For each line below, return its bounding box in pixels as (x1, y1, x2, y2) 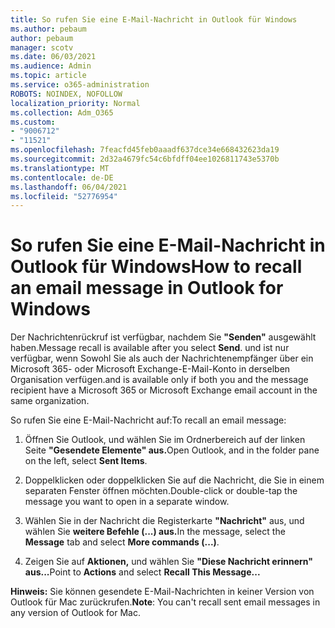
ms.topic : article (10, 71, 87, 81)
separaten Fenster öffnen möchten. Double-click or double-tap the (24, 485, 298, 497)
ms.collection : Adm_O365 (10, 107, 114, 118)
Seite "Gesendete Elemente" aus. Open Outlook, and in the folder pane (24, 444, 320, 456)
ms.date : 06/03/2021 (10, 52, 97, 62)
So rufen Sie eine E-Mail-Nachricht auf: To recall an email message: (10, 414, 287, 426)
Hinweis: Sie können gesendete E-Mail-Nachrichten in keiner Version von (10, 586, 315, 598)
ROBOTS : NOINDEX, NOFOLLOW (10, 89, 123, 99)
